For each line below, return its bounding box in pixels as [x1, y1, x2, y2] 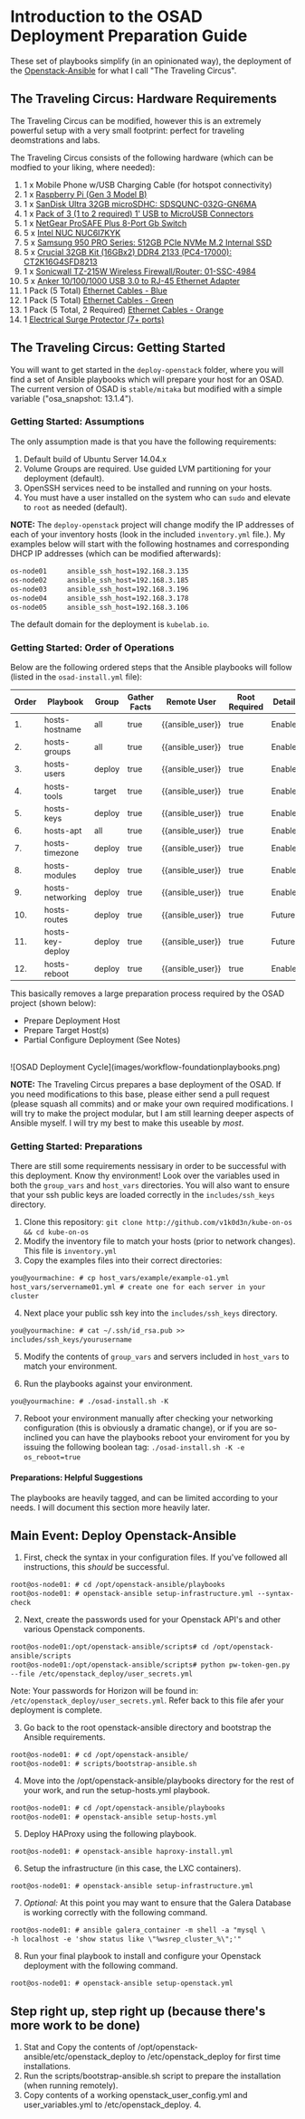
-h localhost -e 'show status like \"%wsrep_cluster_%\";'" [10, 1934, 243, 1944]
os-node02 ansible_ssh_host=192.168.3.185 [10, 575, 189, 584]
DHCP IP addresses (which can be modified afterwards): [10, 547, 221, 558]
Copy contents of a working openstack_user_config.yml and [23, 2090, 248, 2101]
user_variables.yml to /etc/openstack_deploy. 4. [23, 2099, 202, 2110]
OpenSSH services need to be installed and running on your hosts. [23, 482, 272, 493]
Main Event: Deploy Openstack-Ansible [10, 1528, 237, 1544]
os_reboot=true [23, 1453, 81, 1462]
